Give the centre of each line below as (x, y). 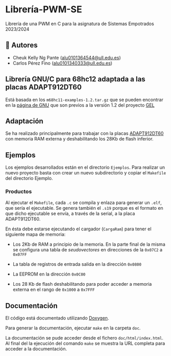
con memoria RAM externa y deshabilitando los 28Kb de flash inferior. (80, 139)
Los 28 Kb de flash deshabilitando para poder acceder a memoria (82, 284)
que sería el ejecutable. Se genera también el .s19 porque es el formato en (84, 208)
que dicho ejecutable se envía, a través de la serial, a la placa (70, 213)
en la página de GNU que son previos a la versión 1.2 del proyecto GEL (80, 105)
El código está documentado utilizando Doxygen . (57, 318)
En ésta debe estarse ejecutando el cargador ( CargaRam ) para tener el (78, 229)
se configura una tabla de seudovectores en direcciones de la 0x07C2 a (88, 250)
